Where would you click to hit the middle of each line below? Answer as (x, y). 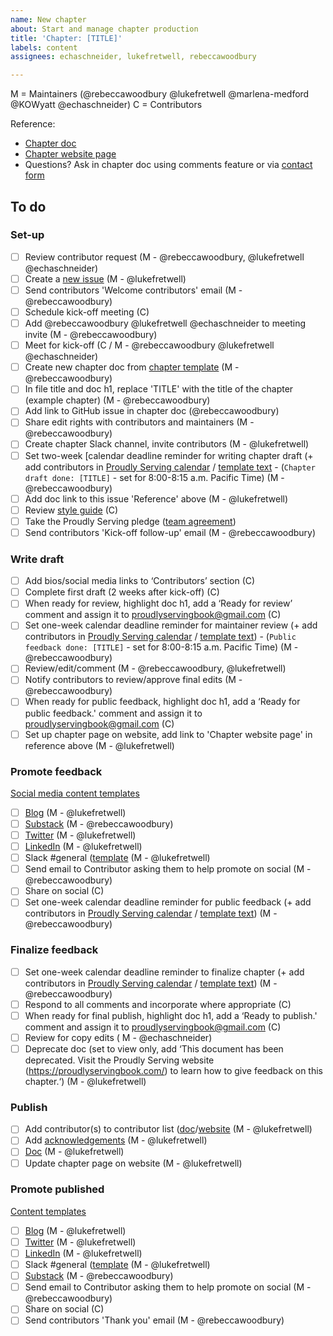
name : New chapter (48, 19)
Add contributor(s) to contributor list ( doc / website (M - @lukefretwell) (168, 1129)
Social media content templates (75, 793)
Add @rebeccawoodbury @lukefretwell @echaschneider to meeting (165, 323)
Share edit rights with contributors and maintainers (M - (139, 422)
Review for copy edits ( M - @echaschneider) (118, 1037)
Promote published (57, 1189)
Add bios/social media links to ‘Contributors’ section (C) (140, 581)
